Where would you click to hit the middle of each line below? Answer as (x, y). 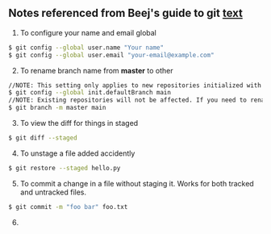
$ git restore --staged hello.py (65, 168)
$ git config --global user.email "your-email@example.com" (112, 55)
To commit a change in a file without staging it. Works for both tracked (137, 183)
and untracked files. (53, 192)
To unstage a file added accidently (77, 153)
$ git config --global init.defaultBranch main (90, 93)
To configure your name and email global (88, 32)
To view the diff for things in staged (79, 123)
